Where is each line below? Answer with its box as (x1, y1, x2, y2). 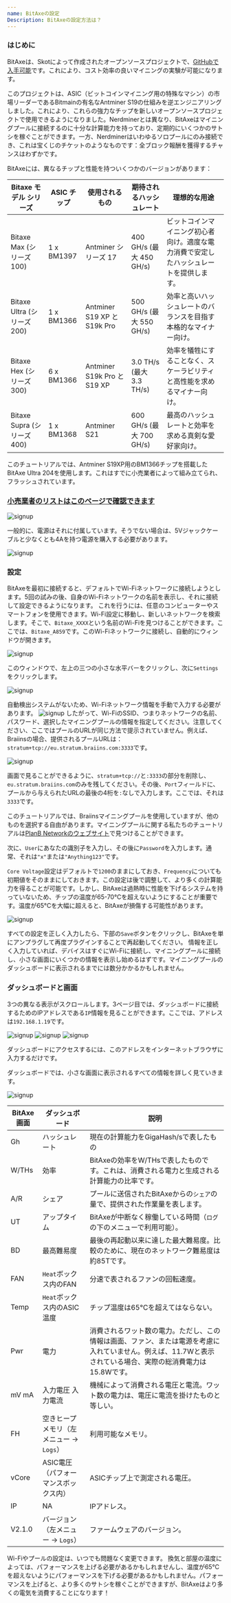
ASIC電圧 (42, 1458, 73, 1467)
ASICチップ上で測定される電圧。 (89, 1473, 196, 1482)
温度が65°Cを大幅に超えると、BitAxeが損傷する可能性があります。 (18, 902, 208, 910)
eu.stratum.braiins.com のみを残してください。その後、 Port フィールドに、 (7, 780, 219, 789)
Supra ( (10, 420, 35, 430)
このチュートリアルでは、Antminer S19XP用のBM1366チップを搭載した (7, 459, 208, 468)
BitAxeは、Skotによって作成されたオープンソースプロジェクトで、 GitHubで (7, 57, 219, 65)
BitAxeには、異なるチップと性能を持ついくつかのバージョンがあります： (7, 164, 212, 172)
